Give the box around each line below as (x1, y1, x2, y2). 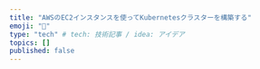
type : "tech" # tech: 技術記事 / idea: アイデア (9, 30, 186, 39)
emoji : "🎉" (9, 22, 51, 30)
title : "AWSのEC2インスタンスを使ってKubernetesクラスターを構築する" (9, 13, 252, 22)
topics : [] (9, 38, 51, 47)
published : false (9, 47, 75, 56)
